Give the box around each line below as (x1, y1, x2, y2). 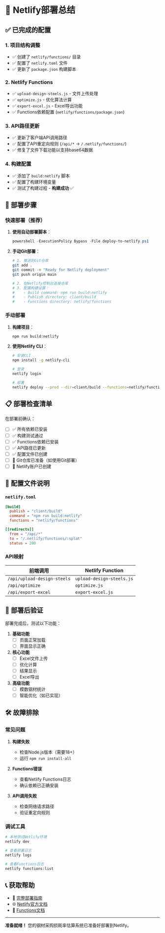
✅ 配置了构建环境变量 (12, 179, 56, 185)
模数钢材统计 (19, 686, 46, 692)
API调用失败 (12, 792, 37, 799)
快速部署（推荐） (5, 217, 46, 224)
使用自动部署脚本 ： (12, 229, 52, 235)
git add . (12, 263, 33, 268)
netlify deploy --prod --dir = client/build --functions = (12, 385, 129, 390)
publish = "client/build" (9, 509, 63, 514)
